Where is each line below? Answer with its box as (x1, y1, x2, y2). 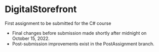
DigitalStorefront (5, 4, 77, 15)
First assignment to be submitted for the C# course (5, 20, 111, 26)
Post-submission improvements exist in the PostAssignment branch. (12, 40, 155, 46)
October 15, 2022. (12, 35, 50, 41)
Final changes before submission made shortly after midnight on (12, 30, 147, 36)
